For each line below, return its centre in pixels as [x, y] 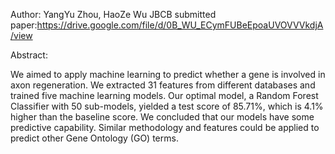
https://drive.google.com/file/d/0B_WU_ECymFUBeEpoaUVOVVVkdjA [180, 25]
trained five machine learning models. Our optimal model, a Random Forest [164, 95]
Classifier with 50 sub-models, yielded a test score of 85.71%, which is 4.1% [167, 106]
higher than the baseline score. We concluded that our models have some [162, 117]
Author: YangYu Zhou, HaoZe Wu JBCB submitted [113, 14]
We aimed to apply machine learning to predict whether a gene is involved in [168, 74]
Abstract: [29, 55]
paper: [24, 25]
